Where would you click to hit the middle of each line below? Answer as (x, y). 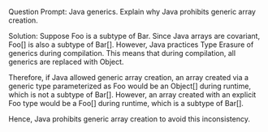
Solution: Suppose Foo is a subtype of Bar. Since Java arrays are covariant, (134, 36)
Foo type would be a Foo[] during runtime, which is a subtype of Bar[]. (126, 103)
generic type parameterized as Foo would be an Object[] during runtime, (130, 86)
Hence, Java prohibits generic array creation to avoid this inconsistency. (129, 119)
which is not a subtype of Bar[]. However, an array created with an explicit (132, 95)
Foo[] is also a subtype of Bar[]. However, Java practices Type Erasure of (131, 45)
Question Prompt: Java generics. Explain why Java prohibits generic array (132, 12)
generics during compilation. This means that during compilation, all (122, 53)
